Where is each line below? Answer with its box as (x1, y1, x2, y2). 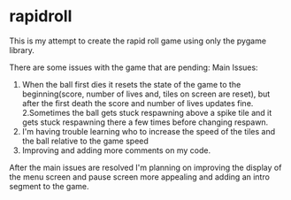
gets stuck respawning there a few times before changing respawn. (21, 117, 269, 127)
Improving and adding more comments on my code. (21, 144, 211, 156)
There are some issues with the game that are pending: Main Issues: (9, 62, 258, 73)
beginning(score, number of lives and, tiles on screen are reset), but (21, 88, 271, 99)
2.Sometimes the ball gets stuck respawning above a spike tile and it (21, 107, 272, 118)
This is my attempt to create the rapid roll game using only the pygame (9, 35, 267, 46)
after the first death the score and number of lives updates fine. (21, 97, 254, 108)
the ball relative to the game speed (21, 135, 149, 146)
